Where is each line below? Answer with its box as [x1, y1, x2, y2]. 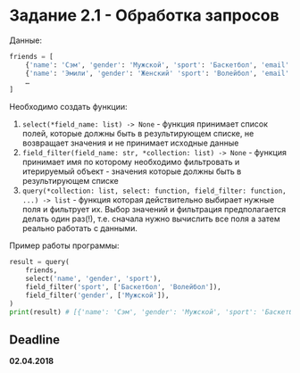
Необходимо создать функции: [9, 102, 128, 112]
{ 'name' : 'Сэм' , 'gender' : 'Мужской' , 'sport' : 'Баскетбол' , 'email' [25, 60, 290, 70]
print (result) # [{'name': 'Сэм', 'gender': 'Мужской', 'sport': [9, 307, 257, 317]
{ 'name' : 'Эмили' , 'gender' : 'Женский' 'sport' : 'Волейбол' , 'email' [25, 69, 290, 78]
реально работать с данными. [21, 223, 138, 234]
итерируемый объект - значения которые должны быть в [21, 166, 242, 177]
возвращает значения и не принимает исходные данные [21, 137, 239, 148]
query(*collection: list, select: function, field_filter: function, [21, 186, 287, 196]
